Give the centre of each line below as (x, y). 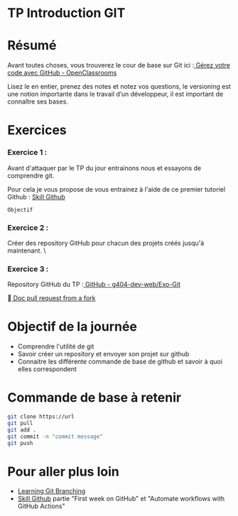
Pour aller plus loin (63, 472)
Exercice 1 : (27, 153)
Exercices (37, 130)
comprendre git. (31, 175)
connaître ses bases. (38, 101)
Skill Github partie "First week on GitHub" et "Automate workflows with (121, 499)
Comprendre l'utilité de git (56, 346)
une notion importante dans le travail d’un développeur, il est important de (115, 94)
